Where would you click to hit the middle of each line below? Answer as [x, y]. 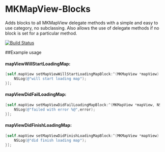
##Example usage [23, 52]
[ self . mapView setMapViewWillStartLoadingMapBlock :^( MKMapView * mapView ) [82, 74]
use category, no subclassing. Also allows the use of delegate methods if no [82, 28]
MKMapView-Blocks [48, 9]
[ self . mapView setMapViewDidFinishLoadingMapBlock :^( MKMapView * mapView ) [82, 136]
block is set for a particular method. [41, 33]
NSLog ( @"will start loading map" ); [50, 79]
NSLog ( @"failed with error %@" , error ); [55, 110]
